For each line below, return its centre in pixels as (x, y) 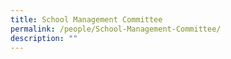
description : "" (44, 38)
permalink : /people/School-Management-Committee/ (116, 29)
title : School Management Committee (86, 19)
